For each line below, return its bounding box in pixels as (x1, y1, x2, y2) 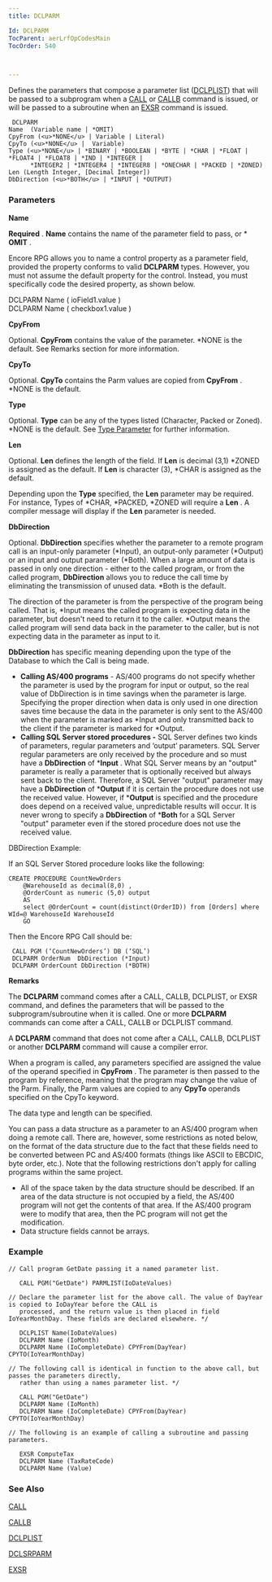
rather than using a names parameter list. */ (19, 1378, 180, 1387)
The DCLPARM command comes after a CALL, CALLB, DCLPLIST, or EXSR (8, 991, 257, 1001)
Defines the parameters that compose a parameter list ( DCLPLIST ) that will (8, 85, 258, 95)
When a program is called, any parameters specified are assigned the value (8, 1058, 261, 1067)
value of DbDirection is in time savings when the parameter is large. (19, 689, 247, 699)
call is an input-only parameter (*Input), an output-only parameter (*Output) (8, 546, 264, 556)
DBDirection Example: (8, 843, 81, 852)
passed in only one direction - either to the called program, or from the (8, 563, 245, 573)
